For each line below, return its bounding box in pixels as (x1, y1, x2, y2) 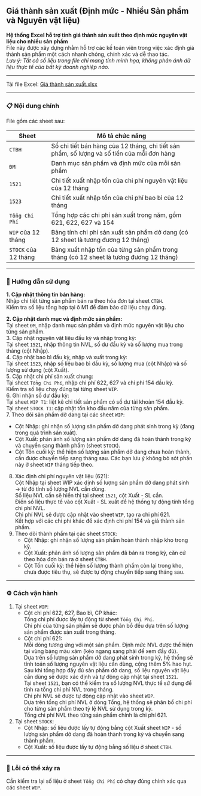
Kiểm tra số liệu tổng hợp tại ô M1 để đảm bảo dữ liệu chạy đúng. (6, 304, 166, 311)
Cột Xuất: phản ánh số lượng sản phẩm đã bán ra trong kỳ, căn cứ (23, 549, 186, 556)
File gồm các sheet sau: (6, 118, 65, 125)
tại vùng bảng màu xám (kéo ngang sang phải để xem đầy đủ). (23, 647, 178, 655)
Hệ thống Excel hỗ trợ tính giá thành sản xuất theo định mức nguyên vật (6, 31, 188, 38)
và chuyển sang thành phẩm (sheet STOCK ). (14, 442, 121, 449)
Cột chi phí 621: (23, 634, 63, 642)
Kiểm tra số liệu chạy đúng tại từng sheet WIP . (6, 386, 118, 393)
